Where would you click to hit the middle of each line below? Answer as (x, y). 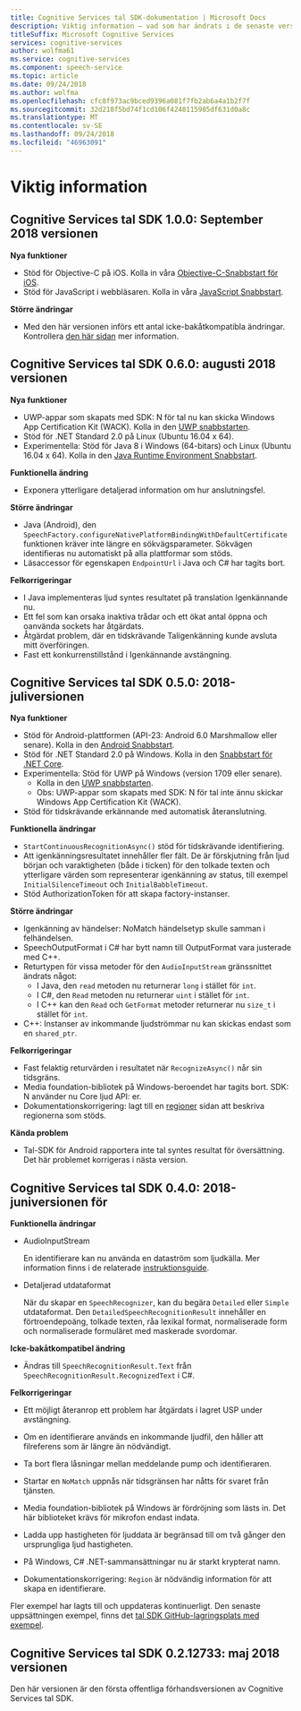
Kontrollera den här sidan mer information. (101, 336)
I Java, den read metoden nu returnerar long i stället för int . (146, 985)
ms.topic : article (44, 76)
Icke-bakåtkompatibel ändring (68, 1348)
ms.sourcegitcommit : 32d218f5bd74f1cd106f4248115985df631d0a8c (130, 109)
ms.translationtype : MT (54, 117)
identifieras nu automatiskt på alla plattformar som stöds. (128, 553)
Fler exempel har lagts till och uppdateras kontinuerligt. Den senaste (136, 1606)
